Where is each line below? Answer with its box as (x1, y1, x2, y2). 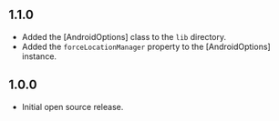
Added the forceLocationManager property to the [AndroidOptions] (21, 41, 271, 52)
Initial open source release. (21, 101, 124, 112)
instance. (21, 50, 57, 62)
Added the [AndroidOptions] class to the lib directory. (21, 31, 227, 42)
